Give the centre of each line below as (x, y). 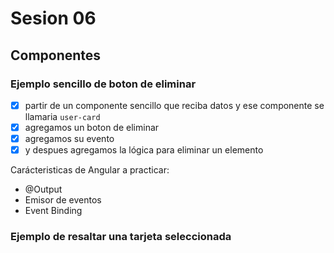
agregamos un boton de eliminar (92, 127)
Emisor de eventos (63, 200)
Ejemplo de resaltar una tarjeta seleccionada (121, 237)
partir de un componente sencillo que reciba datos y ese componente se (174, 105)
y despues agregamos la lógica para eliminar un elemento (144, 150)
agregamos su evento (69, 138)
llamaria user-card (62, 116)
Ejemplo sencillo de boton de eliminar (103, 84)
